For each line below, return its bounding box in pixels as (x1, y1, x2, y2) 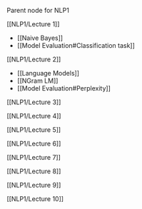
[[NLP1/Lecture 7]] (6, 153, 61, 161)
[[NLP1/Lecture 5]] (6, 126, 61, 134)
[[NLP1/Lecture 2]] (6, 55, 61, 63)
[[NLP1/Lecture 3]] (6, 98, 61, 106)
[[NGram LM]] (16, 76, 59, 85)
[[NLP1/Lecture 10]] (6, 195, 64, 203)
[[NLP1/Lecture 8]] (6, 167, 61, 175)
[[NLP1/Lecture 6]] (6, 139, 61, 148)
